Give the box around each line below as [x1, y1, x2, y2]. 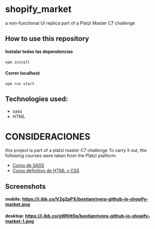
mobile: [5, 196, 21, 202]
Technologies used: [5, 95, 68, 103]
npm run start [5, 81, 35, 86]
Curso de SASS [12, 162, 44, 168]
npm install [5, 59, 30, 64]
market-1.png [5, 218, 34, 224]
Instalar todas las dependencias [5, 48, 73, 54]
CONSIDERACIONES [5, 131, 91, 142]
